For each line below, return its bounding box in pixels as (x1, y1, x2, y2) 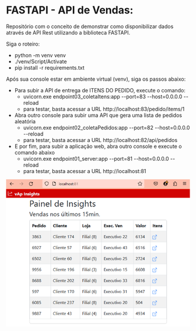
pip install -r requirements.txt (14, 64, 85, 71)
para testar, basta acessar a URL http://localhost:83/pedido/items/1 (23, 105, 185, 112)
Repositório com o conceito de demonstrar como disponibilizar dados (6, 23, 174, 30)
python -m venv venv (14, 51, 66, 58)
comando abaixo (14, 149, 55, 156)
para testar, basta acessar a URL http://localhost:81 (23, 167, 146, 174)
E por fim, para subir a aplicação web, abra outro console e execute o (14, 143, 182, 150)
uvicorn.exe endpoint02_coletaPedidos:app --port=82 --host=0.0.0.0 (23, 124, 190, 131)
